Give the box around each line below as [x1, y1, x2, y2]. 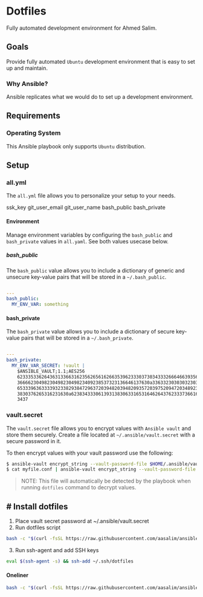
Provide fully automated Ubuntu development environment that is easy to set [6, 58, 195, 65]
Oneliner [6, 571, 29, 579]
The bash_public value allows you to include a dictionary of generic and [6, 266, 185, 274]
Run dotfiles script [14, 524, 61, 531]
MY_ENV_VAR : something [11, 302, 69, 308]
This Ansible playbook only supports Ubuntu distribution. [6, 142, 146, 150]
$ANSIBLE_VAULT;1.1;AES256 [17, 368, 85, 375]
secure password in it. [6, 437, 62, 444]
